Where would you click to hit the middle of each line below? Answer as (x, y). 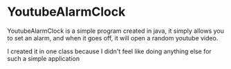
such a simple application (44, 58)
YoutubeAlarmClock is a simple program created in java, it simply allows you (116, 31)
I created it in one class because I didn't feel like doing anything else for (110, 51)
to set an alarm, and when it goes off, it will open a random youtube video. (113, 38)
